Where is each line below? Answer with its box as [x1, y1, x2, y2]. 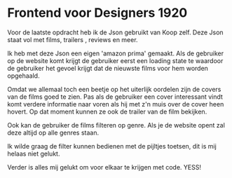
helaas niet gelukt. [7, 149, 60, 158]
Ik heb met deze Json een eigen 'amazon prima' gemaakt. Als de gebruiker [7, 49, 224, 57]
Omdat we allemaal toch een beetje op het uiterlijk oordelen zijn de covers [7, 85, 221, 93]
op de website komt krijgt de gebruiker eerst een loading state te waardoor [7, 56, 224, 64]
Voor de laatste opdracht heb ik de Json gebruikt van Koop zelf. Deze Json [7, 28, 224, 36]
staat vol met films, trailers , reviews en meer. [7, 35, 138, 43]
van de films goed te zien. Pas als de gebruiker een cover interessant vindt [7, 93, 223, 101]
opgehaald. [7, 71, 40, 80]
